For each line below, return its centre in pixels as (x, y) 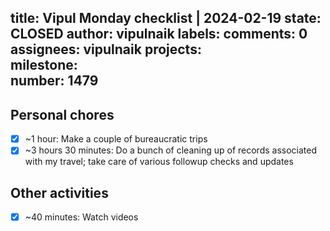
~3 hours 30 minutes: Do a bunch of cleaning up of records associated (170, 150)
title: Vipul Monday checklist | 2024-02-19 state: (166, 18)
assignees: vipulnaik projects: (106, 49)
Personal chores (62, 114)
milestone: (44, 65)
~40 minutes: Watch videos (81, 217)
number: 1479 (54, 81)
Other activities (59, 192)
